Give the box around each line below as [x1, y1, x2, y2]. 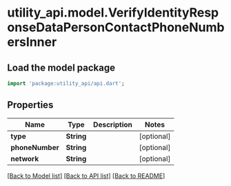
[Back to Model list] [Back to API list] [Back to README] [7, 171, 165, 180]
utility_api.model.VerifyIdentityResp [7, 5, 219, 21]
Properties [7, 99, 54, 111]
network [10, 154, 39, 163]
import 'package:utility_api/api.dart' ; [7, 80, 125, 87]
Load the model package [7, 62, 116, 73]
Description [92, 120, 133, 129]
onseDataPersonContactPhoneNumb [7, 19, 225, 35]
